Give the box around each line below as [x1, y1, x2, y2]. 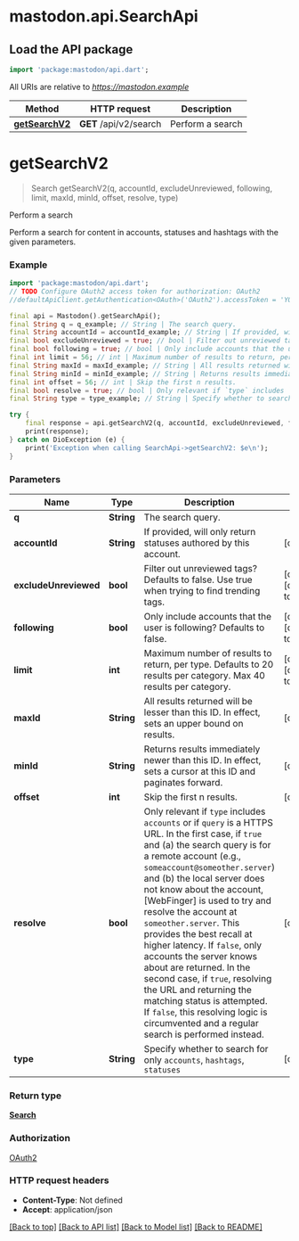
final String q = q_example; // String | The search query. [9, 319, 238, 329]
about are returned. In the [143, 961, 251, 974]
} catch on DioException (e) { [9, 435, 125, 444]
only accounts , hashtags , [143, 1054, 245, 1066]
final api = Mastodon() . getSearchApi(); [9, 311, 162, 320]
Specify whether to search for [143, 1042, 269, 1055]
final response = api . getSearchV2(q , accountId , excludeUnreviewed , [25, 419, 285, 428]
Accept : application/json [21, 1204, 113, 1214]
